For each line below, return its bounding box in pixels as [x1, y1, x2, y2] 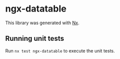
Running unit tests [5, 34, 64, 43]
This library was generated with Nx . [5, 20, 79, 26]
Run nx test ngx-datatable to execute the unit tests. [5, 47, 115, 53]
